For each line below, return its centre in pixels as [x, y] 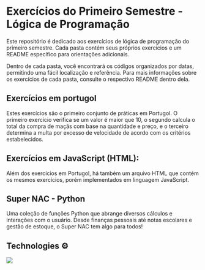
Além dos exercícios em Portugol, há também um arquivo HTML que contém [102, 173]
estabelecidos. [25, 139]
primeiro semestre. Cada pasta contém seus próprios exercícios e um [94, 48]
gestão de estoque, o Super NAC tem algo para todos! [75, 227]
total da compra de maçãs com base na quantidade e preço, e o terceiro [97, 126]
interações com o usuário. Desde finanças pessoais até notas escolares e [99, 220]
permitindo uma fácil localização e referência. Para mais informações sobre [102, 72]
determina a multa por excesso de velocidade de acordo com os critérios [99, 132]
